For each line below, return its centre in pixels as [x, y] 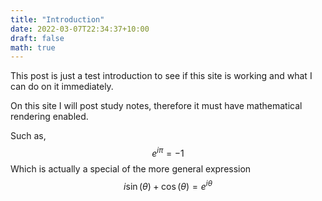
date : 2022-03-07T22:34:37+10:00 [80, 29]
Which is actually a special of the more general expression [131, 168]
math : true [33, 47]
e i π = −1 [168, 152]
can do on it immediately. [62, 87]
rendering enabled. [49, 117]
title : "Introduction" [57, 19]
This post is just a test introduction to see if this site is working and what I [161, 76]
